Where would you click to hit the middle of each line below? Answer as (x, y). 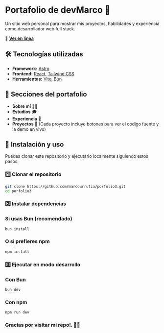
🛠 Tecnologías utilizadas (44, 54)
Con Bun (15, 280)
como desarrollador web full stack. (40, 28)
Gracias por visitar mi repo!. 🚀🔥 (43, 325)
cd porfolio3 (18, 191)
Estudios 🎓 (24, 112)
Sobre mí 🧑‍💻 (25, 106)
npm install (17, 252)
